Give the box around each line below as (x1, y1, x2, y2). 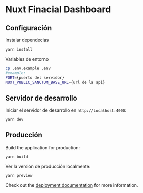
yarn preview (5, 173, 33, 178)
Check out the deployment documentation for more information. (5, 182, 138, 188)
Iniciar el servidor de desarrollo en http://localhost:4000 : (5, 107, 127, 113)
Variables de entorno (5, 56, 49, 62)
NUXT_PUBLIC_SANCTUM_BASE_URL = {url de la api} (5, 80, 105, 85)
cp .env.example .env (5, 66, 51, 71)
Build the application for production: (5, 144, 80, 150)
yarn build (5, 154, 28, 159)
